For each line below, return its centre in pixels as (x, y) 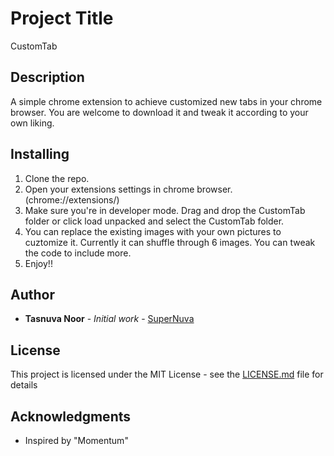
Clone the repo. (57, 178)
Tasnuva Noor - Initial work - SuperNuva (109, 319)
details (24, 385)
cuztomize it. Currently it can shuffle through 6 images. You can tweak (170, 242)
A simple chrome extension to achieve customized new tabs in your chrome (166, 101)
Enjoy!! (38, 263)
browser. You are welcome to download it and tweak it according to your (159, 112)
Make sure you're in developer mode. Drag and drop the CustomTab (165, 210)
